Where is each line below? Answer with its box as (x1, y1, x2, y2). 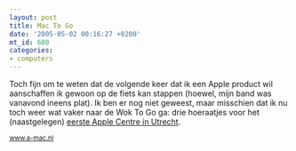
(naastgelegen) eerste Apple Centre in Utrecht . (9, 116, 181, 127)
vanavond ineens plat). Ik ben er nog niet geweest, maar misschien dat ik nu (9, 98, 288, 107)
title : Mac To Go (9, 21, 74, 30)
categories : (9, 46, 53, 55)
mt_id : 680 (9, 37, 50, 47)
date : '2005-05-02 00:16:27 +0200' (9, 29, 141, 38)
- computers (9, 54, 53, 63)
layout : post (9, 12, 58, 22)
